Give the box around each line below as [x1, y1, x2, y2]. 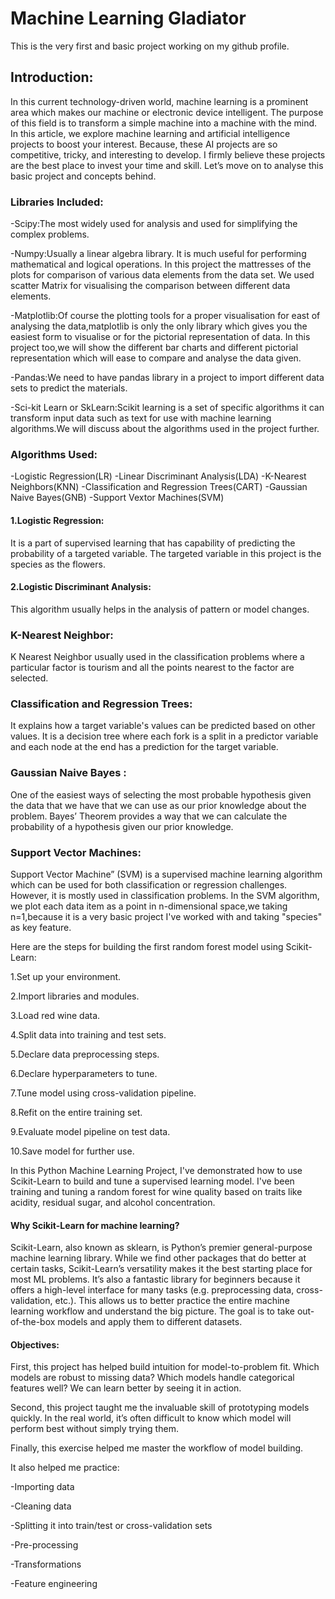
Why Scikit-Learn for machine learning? [10, 1219, 180, 1231]
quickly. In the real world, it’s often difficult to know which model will [10, 1412, 292, 1424]
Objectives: [10, 1338, 60, 1351]
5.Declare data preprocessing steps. [10, 1048, 160, 1060]
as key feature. [10, 921, 72, 933]
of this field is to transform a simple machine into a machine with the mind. [10, 117, 318, 129]
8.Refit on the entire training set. [10, 1106, 143, 1118]
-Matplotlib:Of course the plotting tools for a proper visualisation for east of [10, 310, 321, 322]
